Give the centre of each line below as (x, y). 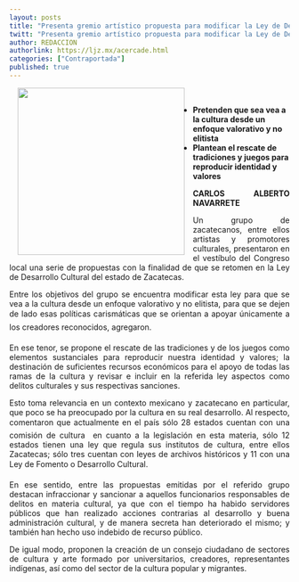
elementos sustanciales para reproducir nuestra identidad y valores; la (149, 357)
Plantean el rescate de (235, 147)
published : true (39, 68)
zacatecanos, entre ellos (241, 229)
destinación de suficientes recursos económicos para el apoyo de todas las (149, 366)
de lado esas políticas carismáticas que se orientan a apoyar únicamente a (149, 314)
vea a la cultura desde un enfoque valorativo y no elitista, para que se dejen (149, 303)
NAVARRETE (216, 202)
